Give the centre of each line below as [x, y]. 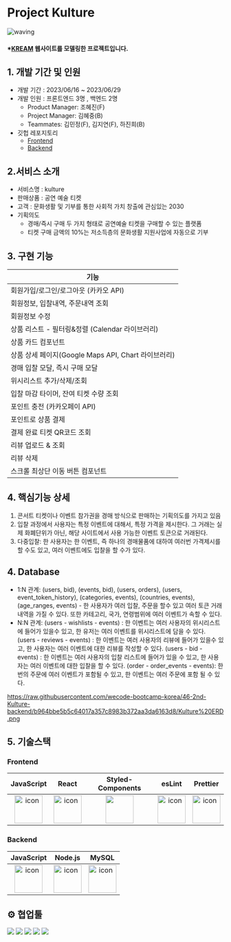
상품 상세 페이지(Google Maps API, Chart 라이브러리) [93, 354]
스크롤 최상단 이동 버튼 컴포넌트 [59, 471]
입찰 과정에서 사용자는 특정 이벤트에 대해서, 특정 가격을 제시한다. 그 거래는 [116, 524]
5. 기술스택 [29, 741]
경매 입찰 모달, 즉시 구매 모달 [54, 367]
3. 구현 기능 [30, 256]
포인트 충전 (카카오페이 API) [53, 406]
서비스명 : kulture [41, 189]
